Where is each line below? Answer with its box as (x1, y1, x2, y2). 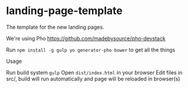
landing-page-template (6, 4, 123, 18)
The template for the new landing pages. (6, 23, 105, 31)
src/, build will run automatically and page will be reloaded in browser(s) (6, 75, 180, 82)
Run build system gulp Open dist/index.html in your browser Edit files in (6, 69, 183, 76)
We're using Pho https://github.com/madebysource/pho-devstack (6, 35, 166, 42)
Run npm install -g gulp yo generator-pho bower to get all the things (6, 46, 176, 53)
